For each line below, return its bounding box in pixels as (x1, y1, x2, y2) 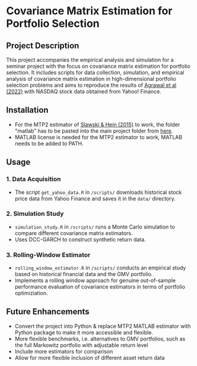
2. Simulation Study (6, 209, 64, 218)
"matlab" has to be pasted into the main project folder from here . (14, 127, 173, 134)
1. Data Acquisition (6, 175, 61, 183)
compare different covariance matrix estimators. (14, 229, 133, 236)
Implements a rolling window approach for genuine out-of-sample (14, 277, 176, 284)
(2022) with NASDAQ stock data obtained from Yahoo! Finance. (6, 88, 161, 95)
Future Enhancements (6, 306, 90, 317)
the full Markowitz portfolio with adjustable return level (14, 341, 148, 349)
